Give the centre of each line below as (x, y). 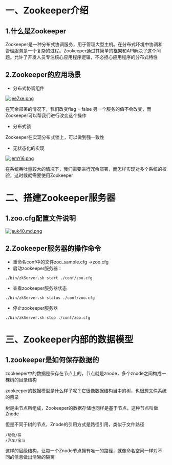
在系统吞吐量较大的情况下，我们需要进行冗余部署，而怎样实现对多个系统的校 (86, 169)
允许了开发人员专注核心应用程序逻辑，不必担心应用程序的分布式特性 (86, 57)
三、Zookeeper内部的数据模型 (69, 339)
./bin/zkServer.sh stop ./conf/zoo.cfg (48, 318)
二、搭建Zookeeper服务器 (60, 198)
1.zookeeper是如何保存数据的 (52, 360)
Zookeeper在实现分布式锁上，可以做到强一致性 (55, 137)
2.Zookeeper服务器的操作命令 (53, 248)
